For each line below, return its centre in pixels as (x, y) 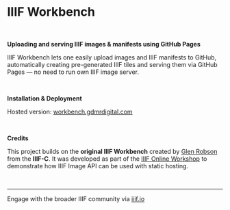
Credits (18, 138)
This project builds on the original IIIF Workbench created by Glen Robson (112, 151)
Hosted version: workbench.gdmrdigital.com (70, 111)
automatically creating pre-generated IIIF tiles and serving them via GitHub (112, 64)
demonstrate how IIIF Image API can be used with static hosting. (98, 166)
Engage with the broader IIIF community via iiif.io (76, 198)
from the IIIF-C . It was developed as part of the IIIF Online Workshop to (107, 159)
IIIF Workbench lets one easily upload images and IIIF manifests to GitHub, (112, 57)
